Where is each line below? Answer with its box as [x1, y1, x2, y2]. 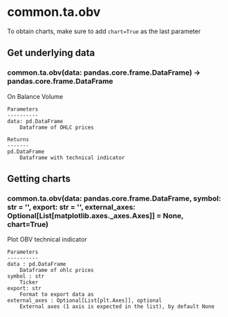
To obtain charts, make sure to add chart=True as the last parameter [7, 27, 201, 35]
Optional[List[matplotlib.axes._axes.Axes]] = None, [7, 210, 184, 220]
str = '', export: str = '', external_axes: [7, 202, 136, 212]
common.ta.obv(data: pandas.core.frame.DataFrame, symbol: [7, 193, 221, 203]
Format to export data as [19, 291, 95, 298]
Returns [7, 136, 30, 143]
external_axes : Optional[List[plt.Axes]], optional [7, 297, 162, 305]
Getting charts [7, 173, 71, 185]
